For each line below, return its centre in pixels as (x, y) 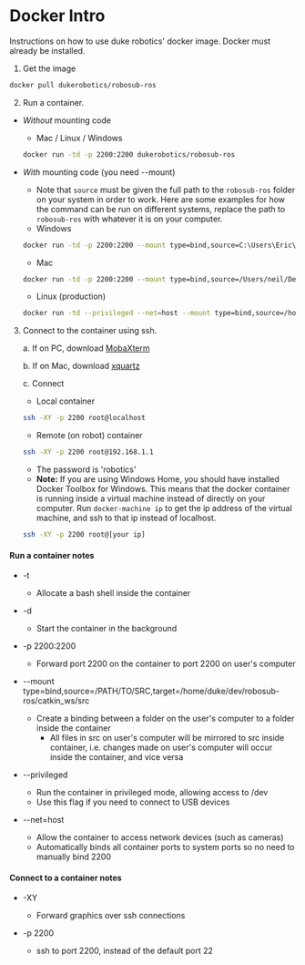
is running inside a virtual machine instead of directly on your (151, 498)
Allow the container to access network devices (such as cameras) (160, 837)
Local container (66, 401)
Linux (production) (71, 296)
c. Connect (43, 384)
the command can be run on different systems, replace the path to (161, 209)
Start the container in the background (107, 629)
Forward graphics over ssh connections (111, 916)
